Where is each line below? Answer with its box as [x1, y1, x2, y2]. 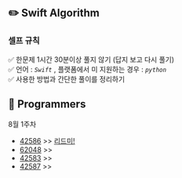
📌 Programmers [8, 97, 86, 111]
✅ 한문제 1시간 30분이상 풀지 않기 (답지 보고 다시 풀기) [8, 54, 175, 64]
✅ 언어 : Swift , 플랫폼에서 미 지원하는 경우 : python [8, 64, 167, 74]
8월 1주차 [8, 119, 37, 129]
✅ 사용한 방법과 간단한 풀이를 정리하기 [8, 74, 126, 84]
